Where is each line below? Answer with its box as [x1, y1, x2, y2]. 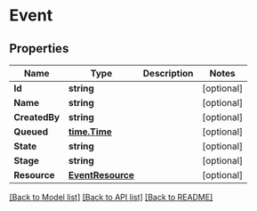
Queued [13, 126, 49, 138]
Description [142, 68, 194, 79]
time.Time [68, 126, 113, 138]
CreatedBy [13, 111, 60, 123]
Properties [9, 41, 69, 56]
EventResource [68, 169, 135, 181]
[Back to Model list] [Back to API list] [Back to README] [9, 192, 213, 202]
